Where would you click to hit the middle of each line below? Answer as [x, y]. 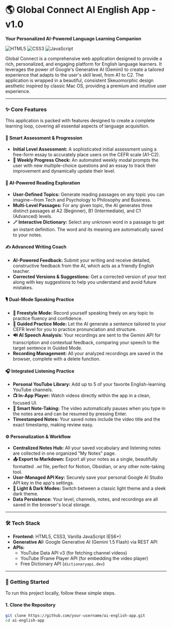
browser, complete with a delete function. [57, 359]
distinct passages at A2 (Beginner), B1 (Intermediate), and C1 [77, 211]
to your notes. [27, 235]
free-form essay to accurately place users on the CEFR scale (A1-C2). [86, 155]
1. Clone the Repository [30, 605]
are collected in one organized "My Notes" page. [64, 453]
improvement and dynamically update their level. [64, 171]
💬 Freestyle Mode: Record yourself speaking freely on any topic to [83, 313]
